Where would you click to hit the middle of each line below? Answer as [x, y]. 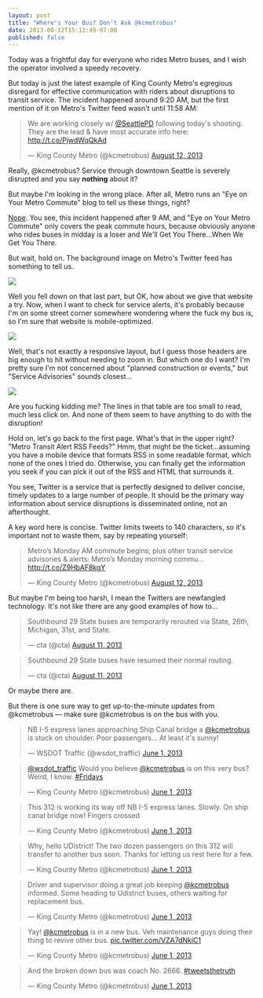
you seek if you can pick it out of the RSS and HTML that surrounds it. [121, 471]
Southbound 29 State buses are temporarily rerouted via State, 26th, [138, 622]
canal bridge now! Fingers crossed [83, 816]
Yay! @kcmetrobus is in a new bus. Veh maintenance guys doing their [140, 932]
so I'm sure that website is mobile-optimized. [81, 321]
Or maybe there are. [40, 691]
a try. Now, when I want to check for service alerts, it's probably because [126, 305]
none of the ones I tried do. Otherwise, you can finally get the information [127, 464]
